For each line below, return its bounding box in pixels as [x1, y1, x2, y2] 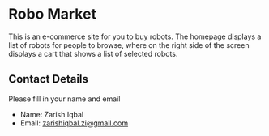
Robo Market [8, 5, 97, 23]
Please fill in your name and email [8, 94, 121, 104]
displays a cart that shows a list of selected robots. [8, 49, 178, 58]
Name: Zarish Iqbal [19, 109, 83, 119]
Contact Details [8, 72, 89, 86]
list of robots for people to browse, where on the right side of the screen [8, 40, 250, 49]
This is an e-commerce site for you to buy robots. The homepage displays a [8, 32, 262, 41]
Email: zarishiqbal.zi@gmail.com [19, 118, 128, 128]
